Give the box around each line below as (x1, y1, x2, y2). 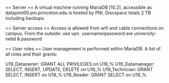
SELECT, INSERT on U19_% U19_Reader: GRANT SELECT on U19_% (5, 72, 147, 78)
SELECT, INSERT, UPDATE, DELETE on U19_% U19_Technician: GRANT (5, 66, 153, 72)
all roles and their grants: (5, 51, 58, 57)
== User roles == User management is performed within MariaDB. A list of (5, 46, 161, 51)
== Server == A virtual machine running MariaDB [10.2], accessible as (5, 5, 152, 10)
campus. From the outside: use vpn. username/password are (5, 31, 133, 36)
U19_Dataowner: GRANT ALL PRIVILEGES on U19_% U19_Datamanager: (5, 61, 155, 67)
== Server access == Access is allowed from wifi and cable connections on (5, 25, 164, 31)
